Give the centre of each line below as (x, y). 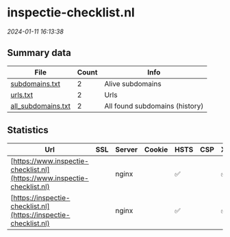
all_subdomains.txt (40, 106)
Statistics (28, 130)
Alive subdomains (133, 83)
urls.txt (22, 95)
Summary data (39, 53)
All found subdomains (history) (154, 106)
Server (127, 150)
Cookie (156, 150)
